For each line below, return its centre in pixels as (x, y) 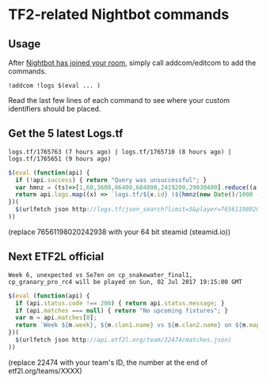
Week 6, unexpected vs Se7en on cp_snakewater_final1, (101, 275)
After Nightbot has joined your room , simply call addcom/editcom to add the (132, 63)
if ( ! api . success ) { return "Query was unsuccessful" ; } (111, 180)
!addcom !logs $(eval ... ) (55, 85)
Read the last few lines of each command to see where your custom (119, 100)
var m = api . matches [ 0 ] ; (56, 318)
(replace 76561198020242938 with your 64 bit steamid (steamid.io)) (120, 232)
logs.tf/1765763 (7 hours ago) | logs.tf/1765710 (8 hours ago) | (120, 152)
